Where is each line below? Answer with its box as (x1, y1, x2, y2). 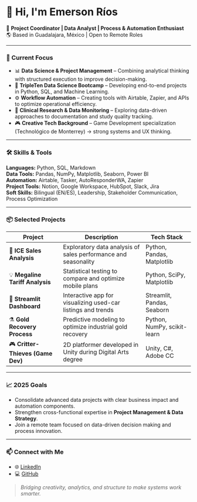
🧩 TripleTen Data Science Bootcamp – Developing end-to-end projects (14, 82, 187, 89)
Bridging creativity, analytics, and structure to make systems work (20, 484, 182, 491)
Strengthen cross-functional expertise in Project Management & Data (14, 409, 184, 416)
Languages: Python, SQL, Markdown (6, 164, 96, 171)
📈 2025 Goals (6, 381, 47, 389)
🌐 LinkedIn (14, 463, 41, 470)
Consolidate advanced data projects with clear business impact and (14, 397, 179, 404)
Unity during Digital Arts (63, 348, 129, 356)
